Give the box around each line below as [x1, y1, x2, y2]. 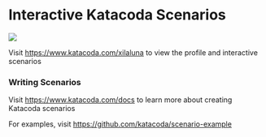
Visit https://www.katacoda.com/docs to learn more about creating [8, 95, 233, 105]
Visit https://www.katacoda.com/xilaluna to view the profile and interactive [8, 47, 259, 58]
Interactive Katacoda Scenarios [8, 6, 226, 24]
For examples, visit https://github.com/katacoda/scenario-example [8, 119, 232, 129]
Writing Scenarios [8, 76, 81, 88]
